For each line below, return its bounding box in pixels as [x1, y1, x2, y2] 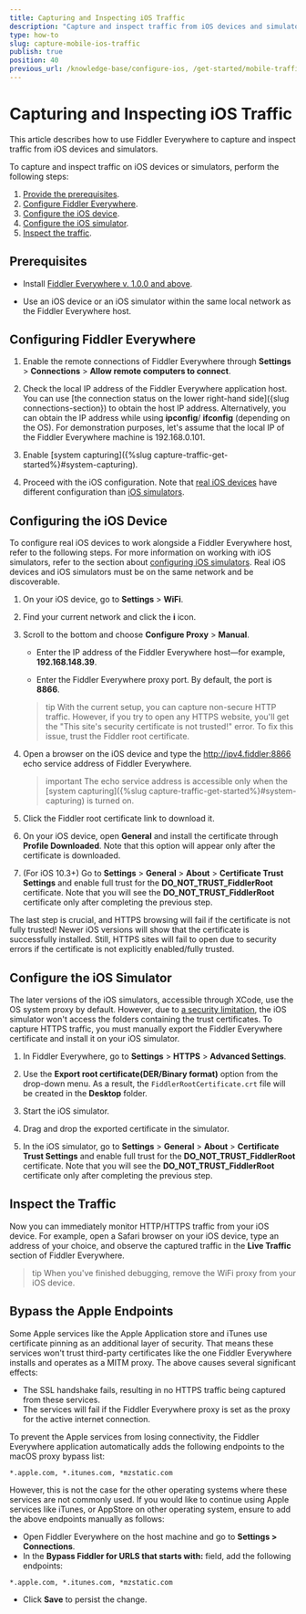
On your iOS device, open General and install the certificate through [22, 831, 279, 842]
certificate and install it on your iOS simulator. [9, 1033, 180, 1044]
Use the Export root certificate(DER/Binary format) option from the [22, 1069, 279, 1080]
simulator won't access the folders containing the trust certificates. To [9, 1014, 273, 1025]
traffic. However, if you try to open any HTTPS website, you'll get [45, 711, 290, 722]
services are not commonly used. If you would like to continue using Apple [9, 1493, 290, 1504]
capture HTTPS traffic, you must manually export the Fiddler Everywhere [9, 1023, 283, 1034]
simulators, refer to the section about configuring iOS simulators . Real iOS [9, 557, 286, 568]
